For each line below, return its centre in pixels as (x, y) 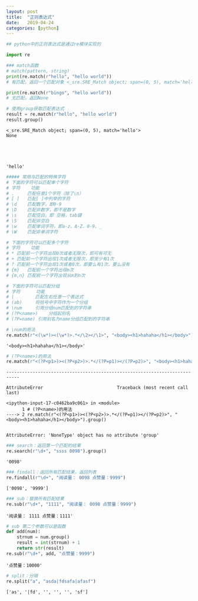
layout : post (22, 12)
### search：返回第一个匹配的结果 (44, 446)
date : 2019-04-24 (30, 22)
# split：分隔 (22, 576)
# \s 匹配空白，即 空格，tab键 (44, 215)
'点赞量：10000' (24, 565)
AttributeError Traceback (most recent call (97, 388)
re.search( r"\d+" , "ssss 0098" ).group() (57, 451)
